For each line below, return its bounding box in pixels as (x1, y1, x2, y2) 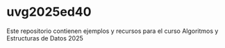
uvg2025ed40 (6, 4, 92, 20)
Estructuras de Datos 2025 (6, 34, 84, 42)
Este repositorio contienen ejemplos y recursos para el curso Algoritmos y (6, 27, 219, 35)
